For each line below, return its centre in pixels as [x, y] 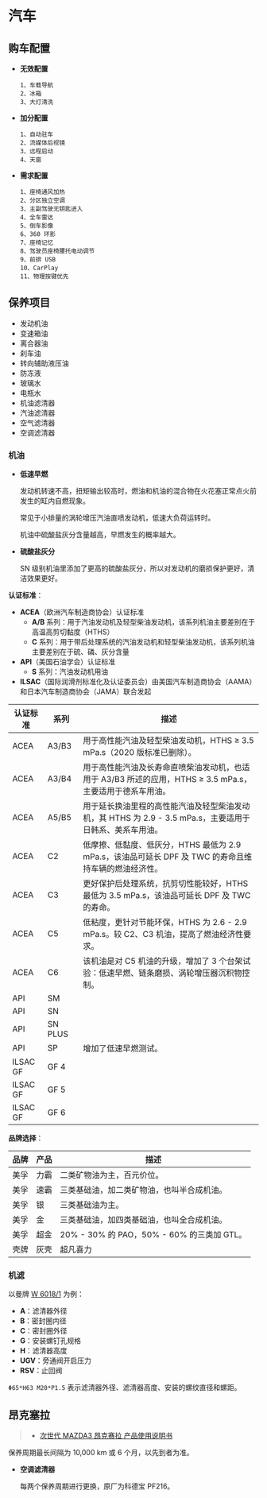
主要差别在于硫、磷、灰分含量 [80, 652]
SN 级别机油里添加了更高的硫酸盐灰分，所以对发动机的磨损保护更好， [133, 568]
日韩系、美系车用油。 [123, 830]
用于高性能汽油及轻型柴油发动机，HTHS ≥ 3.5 [168, 741]
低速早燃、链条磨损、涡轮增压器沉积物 [170, 973]
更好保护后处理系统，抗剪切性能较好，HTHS [166, 884]
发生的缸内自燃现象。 [54, 501]
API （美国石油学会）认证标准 [68, 662]
